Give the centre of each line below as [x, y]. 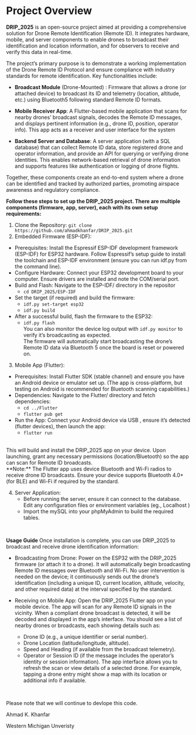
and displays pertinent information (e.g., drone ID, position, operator [97, 123]
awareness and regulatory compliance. [53, 189]
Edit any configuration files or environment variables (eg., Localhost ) [106, 505]
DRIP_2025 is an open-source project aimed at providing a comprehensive [96, 27]
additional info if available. [55, 680]
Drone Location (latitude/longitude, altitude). [77, 643]
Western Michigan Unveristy [40, 726]
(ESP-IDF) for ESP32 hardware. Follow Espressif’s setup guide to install [100, 254]
